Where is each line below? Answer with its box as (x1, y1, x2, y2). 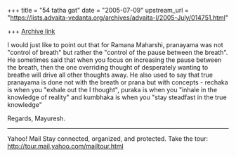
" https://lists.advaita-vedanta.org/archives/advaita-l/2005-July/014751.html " (7, 13, 228, 22)
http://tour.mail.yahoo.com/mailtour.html (7, 142, 124, 150)
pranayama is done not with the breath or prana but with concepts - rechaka (7, 78, 228, 87)
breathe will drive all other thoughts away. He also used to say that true (7, 70, 213, 79)
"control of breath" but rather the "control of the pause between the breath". (7, 49, 228, 56)
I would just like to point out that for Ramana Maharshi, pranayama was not (7, 41, 223, 49)
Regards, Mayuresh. (7, 114, 65, 123)
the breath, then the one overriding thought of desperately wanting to (7, 63, 209, 71)
